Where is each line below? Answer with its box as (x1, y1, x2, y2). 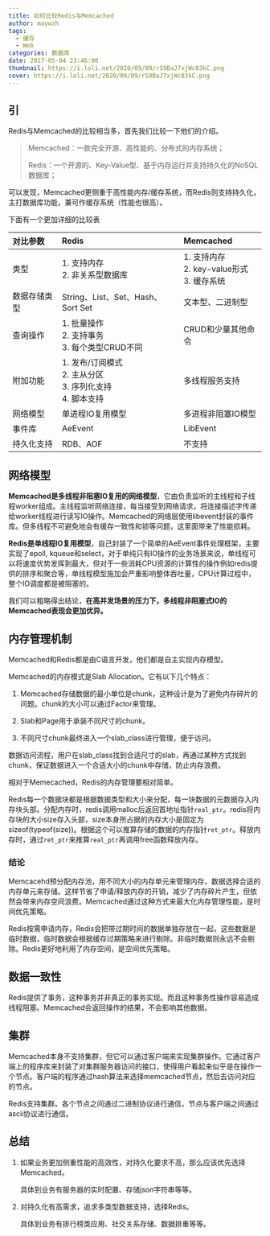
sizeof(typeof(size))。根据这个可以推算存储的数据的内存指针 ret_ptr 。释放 (8, 825, 254, 834)
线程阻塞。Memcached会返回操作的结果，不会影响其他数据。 (8, 1003, 212, 1012)
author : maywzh (8, 19, 59, 27)
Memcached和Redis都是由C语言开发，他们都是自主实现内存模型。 (8, 655, 228, 665)
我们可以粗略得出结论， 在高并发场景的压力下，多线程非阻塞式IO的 (8, 596, 227, 606)
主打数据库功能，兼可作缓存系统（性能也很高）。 (8, 198, 167, 208)
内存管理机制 (8, 632, 72, 645)
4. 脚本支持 (61, 393, 104, 405)
